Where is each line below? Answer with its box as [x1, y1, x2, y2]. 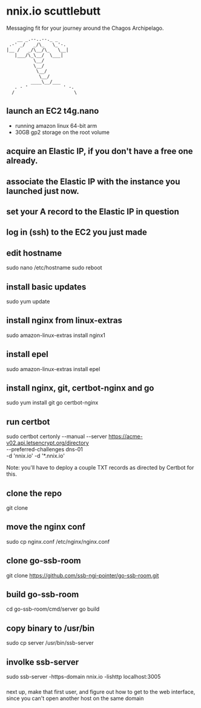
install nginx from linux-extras [6, 315, 123, 326]
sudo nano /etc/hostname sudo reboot [6, 264, 102, 271]
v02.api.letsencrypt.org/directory [6, 439, 89, 446]
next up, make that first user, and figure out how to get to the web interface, [6, 688, 196, 695]
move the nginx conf [6, 522, 86, 532]
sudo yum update [6, 297, 50, 305]
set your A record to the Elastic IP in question [6, 206, 180, 217]
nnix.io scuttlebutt [6, 4, 101, 18]
